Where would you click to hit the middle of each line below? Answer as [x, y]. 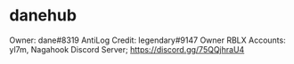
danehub [43, 16]
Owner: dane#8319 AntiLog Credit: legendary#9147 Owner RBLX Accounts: [148, 40]
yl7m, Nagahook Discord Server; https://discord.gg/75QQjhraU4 [127, 49]
